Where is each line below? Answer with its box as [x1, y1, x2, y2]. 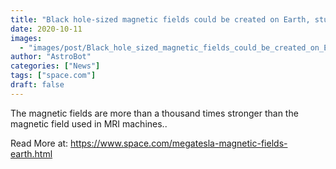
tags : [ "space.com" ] [10, 71, 97, 81]
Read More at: [10, 137, 69, 149]
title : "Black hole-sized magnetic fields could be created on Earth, [10, 14, 311, 25]
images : [10, 33, 43, 43]
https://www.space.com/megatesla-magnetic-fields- [70, 137, 288, 149]
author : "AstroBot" [10, 52, 92, 62]
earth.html [10, 147, 53, 160]
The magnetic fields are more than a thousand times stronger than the [10, 107, 299, 119]
